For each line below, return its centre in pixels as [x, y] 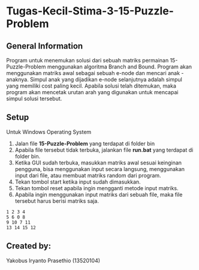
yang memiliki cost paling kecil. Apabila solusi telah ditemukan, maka [91, 86]
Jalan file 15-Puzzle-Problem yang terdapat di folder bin [85, 143]
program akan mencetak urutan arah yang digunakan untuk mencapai [92, 92]
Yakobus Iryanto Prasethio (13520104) [53, 260]
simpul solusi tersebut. [34, 98]
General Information [45, 46]
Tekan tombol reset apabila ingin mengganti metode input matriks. [97, 188]
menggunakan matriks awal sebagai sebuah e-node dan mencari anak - [95, 73]
